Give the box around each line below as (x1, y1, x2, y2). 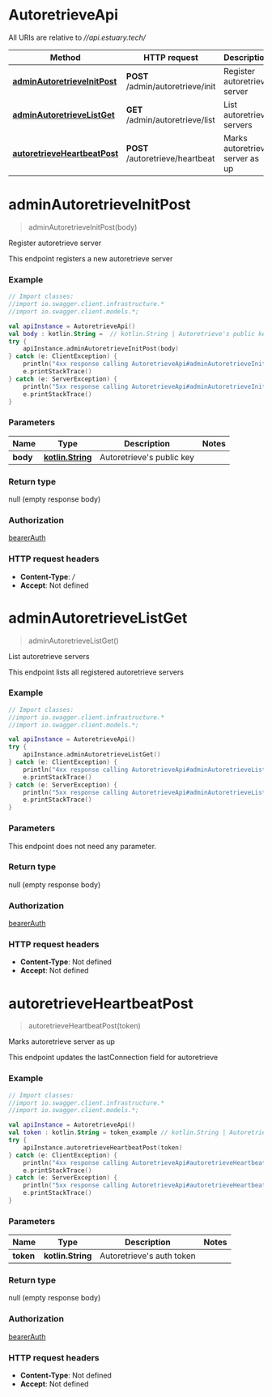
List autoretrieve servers (8, 651, 90, 661)
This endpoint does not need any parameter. (8, 841, 156, 851)
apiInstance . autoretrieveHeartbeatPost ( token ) (23, 1143, 183, 1152)
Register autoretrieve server (8, 238, 102, 248)
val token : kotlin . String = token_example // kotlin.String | (8, 1128, 227, 1137)
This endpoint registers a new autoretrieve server (8, 253, 173, 263)
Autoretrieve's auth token (100, 1250, 196, 1261)
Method (49, 51, 81, 63)
